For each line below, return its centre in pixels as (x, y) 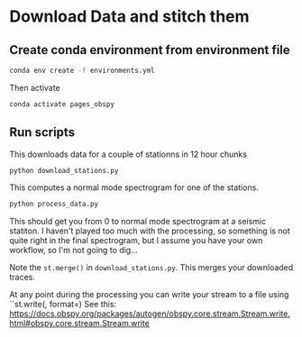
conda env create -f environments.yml (82, 70)
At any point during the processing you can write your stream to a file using (149, 295)
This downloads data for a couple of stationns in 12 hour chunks (128, 154)
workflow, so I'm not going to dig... (73, 250)
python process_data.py (54, 205)
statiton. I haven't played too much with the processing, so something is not (150, 231)
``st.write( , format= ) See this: (63, 305)
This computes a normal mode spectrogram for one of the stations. (134, 187)
